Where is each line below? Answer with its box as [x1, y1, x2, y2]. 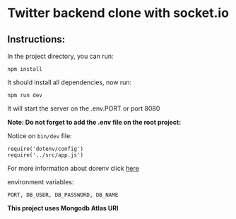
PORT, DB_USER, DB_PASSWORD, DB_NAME [7, 191, 119, 198]
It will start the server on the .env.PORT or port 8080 [7, 104, 160, 113]
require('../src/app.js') [7, 152, 83, 159]
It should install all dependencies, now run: [7, 78, 132, 86]
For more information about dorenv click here [7, 164, 139, 172]
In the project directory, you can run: [7, 52, 114, 60]
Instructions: [7, 33, 66, 45]
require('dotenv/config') [7, 145, 83, 152]
